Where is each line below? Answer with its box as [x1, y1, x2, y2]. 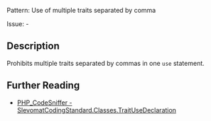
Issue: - [6, 20, 29, 28]
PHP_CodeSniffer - [16, 98, 72, 107]
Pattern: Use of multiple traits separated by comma [6, 6, 156, 14]
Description [6, 40, 60, 52]
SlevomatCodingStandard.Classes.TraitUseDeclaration [16, 105, 177, 114]
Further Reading [6, 79, 80, 91]
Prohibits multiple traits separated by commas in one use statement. [6, 59, 205, 67]
